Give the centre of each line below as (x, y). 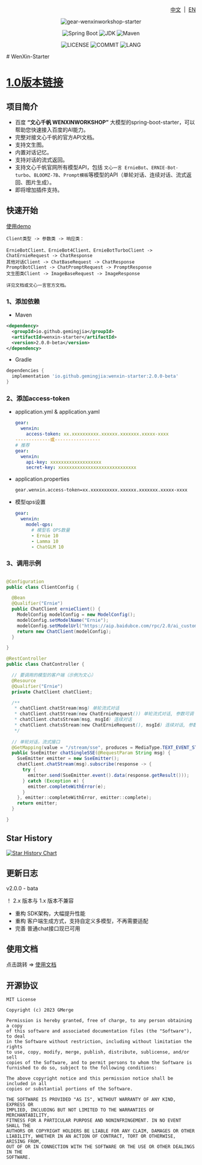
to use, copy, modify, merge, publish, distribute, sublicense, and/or (98, 1052)
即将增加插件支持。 (39, 190)
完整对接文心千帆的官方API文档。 (56, 137)
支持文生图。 (31, 145)
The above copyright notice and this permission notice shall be (90, 1078)
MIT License (21, 1000)
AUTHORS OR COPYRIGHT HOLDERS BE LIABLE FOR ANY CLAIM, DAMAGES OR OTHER (101, 1131)
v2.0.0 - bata (22, 888)
